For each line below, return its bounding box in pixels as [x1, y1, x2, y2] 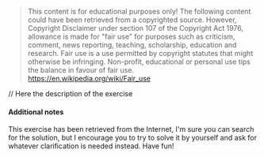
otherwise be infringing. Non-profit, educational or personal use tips [27, 57, 251, 66]
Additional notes [8, 107, 64, 117]
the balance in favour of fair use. [27, 65, 135, 74]
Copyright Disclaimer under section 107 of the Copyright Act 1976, [27, 24, 244, 32]
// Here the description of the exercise [8, 89, 133, 98]
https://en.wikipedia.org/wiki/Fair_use [27, 74, 151, 83]
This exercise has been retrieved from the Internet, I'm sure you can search [8, 125, 254, 134]
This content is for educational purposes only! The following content [27, 7, 251, 16]
